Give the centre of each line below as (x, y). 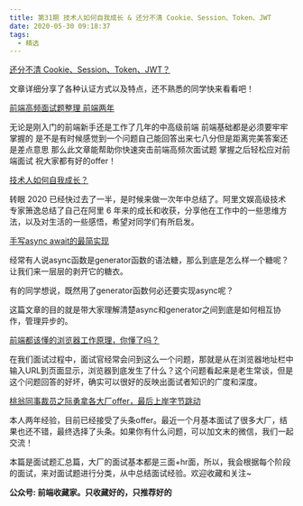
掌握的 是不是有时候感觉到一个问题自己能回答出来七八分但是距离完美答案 (145, 138)
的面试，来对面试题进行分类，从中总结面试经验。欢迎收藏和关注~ (131, 474)
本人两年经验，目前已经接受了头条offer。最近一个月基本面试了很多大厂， (145, 420)
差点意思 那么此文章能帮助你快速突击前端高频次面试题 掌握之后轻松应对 (149, 150)
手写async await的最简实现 (60, 241)
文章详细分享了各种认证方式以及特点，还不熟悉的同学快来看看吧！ (132, 89)
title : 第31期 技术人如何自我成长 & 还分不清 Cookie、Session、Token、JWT (141, 18)
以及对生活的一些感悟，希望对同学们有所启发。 (112, 222)
